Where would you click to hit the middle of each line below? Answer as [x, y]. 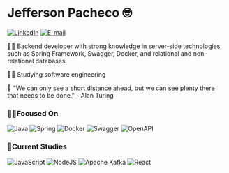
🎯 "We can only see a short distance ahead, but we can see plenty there [111, 88]
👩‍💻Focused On [33, 113]
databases [50, 61]
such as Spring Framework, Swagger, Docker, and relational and [99, 53]
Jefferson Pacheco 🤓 [70, 13]
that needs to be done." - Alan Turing [60, 95]
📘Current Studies [37, 146]
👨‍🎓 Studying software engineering [57, 74]
